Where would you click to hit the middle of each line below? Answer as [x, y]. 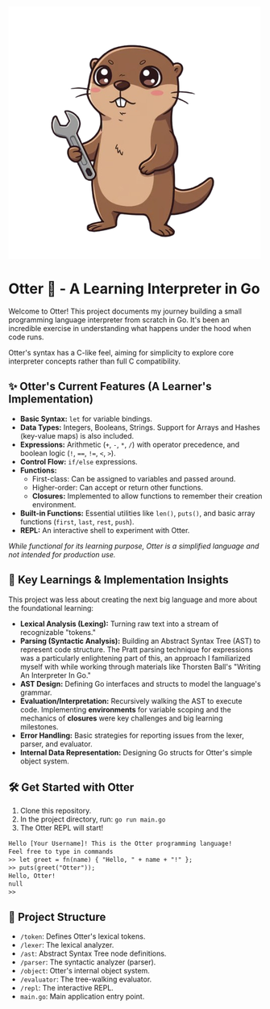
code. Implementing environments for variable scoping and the [125, 709]
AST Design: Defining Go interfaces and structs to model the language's [140, 683]
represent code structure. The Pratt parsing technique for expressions [137, 650]
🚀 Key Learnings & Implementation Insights [118, 580]
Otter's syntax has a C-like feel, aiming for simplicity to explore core [121, 352]
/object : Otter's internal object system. [85, 971]
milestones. [39, 726]
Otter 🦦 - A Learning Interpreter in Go [134, 289]
